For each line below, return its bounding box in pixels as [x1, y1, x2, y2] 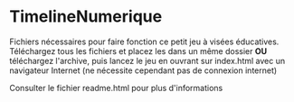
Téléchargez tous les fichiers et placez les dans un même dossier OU [9, 45, 268, 56]
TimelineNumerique [9, 6, 163, 27]
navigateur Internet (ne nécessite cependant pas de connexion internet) [9, 65, 278, 76]
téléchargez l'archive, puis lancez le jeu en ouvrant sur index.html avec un [9, 55, 286, 66]
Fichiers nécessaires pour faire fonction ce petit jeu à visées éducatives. [9, 36, 280, 47]
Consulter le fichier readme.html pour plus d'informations [9, 82, 223, 93]
